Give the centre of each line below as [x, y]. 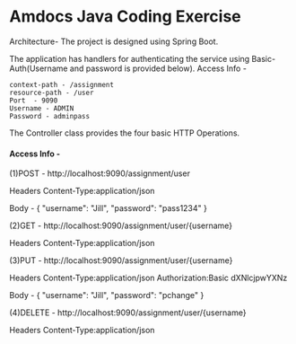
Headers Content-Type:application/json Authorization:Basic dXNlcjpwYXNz [148, 278]
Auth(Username [39, 68]
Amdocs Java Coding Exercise [125, 17]
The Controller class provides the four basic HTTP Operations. [125, 133]
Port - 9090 [34, 101]
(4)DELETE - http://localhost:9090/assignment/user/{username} [128, 313]
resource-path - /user [52, 93]
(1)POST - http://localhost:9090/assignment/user [100, 173]
